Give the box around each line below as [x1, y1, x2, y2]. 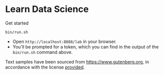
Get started [5, 20, 29, 26]
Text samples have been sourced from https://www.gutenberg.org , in [5, 58, 149, 64]
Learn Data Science [5, 3, 89, 15]
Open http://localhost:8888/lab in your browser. [12, 38, 117, 44]
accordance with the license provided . [5, 64, 85, 70]
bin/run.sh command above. [12, 49, 73, 55]
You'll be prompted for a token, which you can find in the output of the [12, 43, 159, 49]
